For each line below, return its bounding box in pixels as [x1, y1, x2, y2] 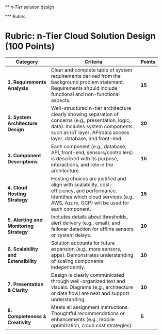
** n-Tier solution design [5, 4, 54, 10]
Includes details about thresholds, [50, 213, 128, 220]
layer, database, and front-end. [50, 135, 123, 142]
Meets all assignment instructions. [50, 303, 129, 310]
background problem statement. [50, 79, 125, 85]
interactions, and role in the [50, 161, 114, 168]
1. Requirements [7, 79, 47, 85]
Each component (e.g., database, [50, 143, 127, 150]
